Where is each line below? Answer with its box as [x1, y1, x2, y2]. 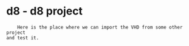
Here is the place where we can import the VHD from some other [17, 24, 183, 30]
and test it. [6, 34, 39, 41]
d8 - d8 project [6, 4, 83, 18]
